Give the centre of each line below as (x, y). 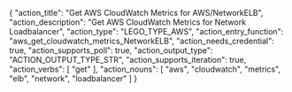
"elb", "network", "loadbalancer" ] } (73, 78)
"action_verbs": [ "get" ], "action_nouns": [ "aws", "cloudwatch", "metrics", (145, 69)
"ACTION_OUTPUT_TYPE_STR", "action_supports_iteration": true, (128, 60)
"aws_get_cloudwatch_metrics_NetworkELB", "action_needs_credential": (142, 41)
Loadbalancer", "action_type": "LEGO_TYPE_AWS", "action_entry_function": (146, 31)
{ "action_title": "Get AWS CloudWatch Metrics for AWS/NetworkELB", (136, 13)
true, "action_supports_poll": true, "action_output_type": (111, 50)
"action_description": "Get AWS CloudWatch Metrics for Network (127, 22)
